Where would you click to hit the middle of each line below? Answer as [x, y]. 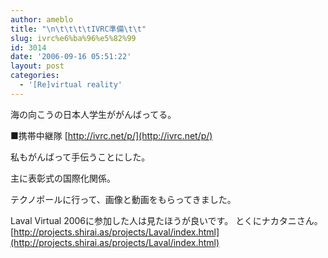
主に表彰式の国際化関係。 [63, 178]
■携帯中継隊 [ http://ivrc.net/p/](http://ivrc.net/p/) [111, 135]
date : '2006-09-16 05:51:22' [71, 57]
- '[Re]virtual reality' [71, 85]
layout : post [37, 66]
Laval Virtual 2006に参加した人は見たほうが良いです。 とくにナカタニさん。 [166, 220]
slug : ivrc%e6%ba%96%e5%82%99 [73, 38]
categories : [35, 76]
